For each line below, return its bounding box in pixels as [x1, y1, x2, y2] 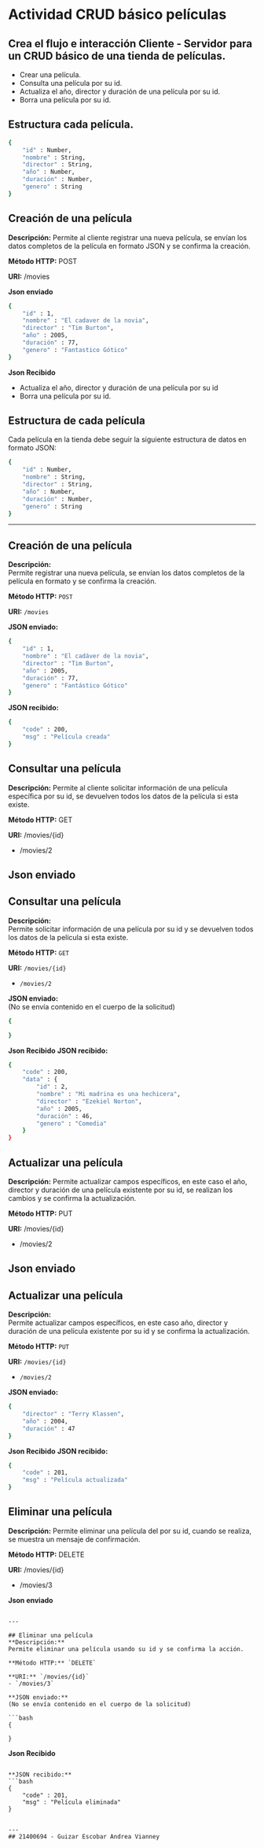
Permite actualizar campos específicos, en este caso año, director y [8, 1318, 229, 1328]
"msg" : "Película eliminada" [22, 1798, 122, 1806]
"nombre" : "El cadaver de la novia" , [22, 317, 149, 324]
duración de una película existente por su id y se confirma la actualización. [8, 1327, 250, 1336]
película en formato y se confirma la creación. [8, 576, 157, 586]
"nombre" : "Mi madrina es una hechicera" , [36, 1091, 181, 1098]
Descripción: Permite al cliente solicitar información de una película [8, 783, 228, 792]
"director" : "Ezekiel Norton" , [36, 1097, 143, 1105]
